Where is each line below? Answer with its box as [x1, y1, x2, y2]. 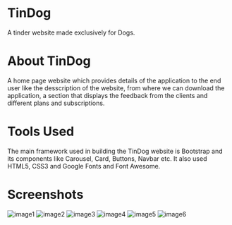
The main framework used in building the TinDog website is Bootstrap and [7, 147, 224, 155]
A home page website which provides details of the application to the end [7, 76, 221, 85]
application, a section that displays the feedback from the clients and [7, 91, 208, 99]
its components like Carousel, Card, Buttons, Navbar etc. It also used [7, 154, 207, 163]
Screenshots [7, 187, 84, 202]
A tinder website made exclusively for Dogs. [7, 28, 135, 37]
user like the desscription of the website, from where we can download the [7, 83, 225, 92]
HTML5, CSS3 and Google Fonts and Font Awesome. [7, 162, 161, 170]
